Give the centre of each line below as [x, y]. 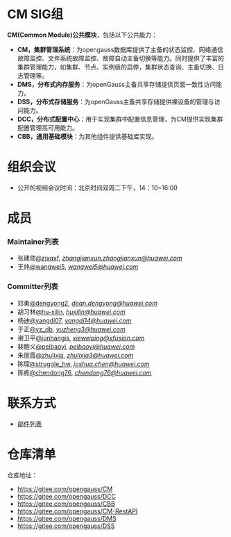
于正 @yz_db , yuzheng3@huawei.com [71, 329]
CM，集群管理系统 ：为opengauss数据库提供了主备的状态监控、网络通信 [120, 49]
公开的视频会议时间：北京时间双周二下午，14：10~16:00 [97, 188]
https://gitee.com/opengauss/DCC [67, 496]
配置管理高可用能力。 [48, 127]
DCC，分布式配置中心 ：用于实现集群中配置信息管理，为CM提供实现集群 [120, 119]
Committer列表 [33, 287]
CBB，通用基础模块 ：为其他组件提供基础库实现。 [87, 136]
